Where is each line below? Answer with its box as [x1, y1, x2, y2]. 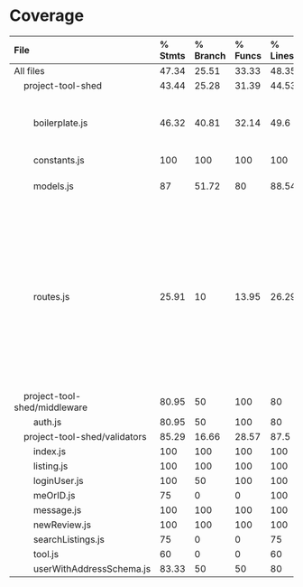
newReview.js [32, 518, 92, 531]
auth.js [32, 415, 62, 428]
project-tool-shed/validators [23, 430, 147, 443]
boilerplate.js [32, 116, 88, 129]
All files [14, 64, 45, 77]
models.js [32, 180, 75, 192]
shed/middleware [14, 401, 88, 414]
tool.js [32, 547, 60, 560]
